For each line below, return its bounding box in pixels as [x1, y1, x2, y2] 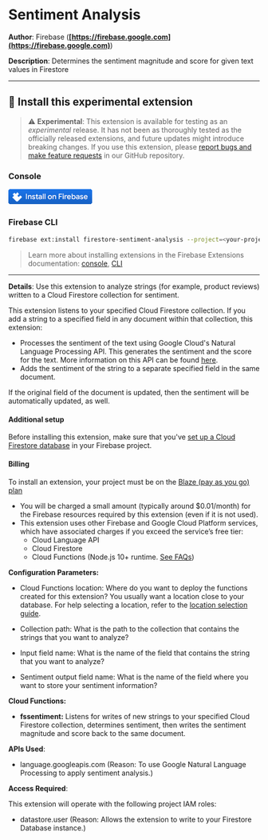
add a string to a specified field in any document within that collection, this [8, 314, 254, 324]
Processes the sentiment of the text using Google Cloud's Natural [19, 338, 236, 348]
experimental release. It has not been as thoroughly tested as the [27, 125, 242, 134]
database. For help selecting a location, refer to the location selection [19, 600, 248, 610]
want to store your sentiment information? [19, 680, 158, 690]
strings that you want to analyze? [19, 632, 129, 642]
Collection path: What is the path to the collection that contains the [19, 624, 239, 634]
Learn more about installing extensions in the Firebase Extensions [27, 250, 245, 260]
